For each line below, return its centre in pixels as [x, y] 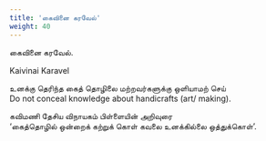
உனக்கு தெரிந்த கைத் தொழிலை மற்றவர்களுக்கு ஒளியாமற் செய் [118, 88]
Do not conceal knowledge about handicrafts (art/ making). [120, 98]
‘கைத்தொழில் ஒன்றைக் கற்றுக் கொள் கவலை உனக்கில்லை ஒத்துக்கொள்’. [133, 126]
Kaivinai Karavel [40, 70]
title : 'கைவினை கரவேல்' [55, 18]
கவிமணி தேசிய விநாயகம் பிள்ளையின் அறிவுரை [91, 116]
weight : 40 [30, 26]
